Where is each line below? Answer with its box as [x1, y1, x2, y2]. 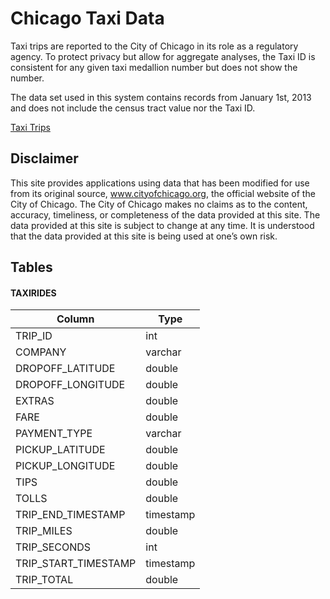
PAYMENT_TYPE [15, 427, 93, 441]
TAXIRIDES [10, 287, 57, 299]
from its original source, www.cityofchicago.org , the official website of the [10, 187, 316, 199]
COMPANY [15, 345, 67, 359]
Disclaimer [10, 150, 79, 167]
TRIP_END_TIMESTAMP [15, 508, 126, 522]
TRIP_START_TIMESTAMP [15, 557, 137, 571]
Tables [10, 259, 53, 276]
